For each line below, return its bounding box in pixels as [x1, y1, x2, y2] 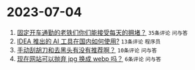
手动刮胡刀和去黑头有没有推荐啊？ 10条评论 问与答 [16, 45, 158, 54]
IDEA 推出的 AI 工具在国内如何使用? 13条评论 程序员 [16, 36, 161, 45]
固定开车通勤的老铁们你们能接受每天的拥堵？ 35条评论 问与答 [16, 28, 188, 36]
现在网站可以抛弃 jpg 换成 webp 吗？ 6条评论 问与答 [16, 54, 162, 63]
